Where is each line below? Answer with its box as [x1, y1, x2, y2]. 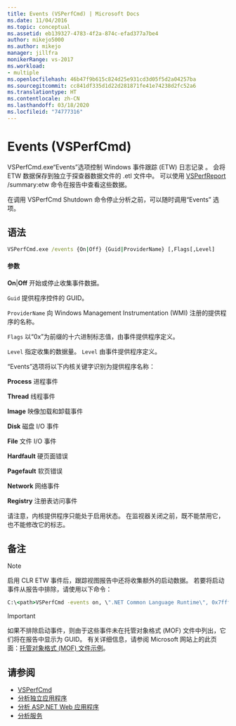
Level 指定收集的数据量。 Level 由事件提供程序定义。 [7, 347, 162, 356]
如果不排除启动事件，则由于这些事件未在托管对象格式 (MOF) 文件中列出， [7, 626, 220, 635]
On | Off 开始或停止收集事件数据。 [7, 278, 103, 287]
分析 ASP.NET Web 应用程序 [17, 703, 100, 711]
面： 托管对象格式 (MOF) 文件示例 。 [7, 644, 110, 652]
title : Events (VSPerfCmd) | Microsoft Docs [7, 10, 140, 18]
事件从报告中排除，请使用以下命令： [7, 585, 112, 594]
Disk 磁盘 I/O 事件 [7, 422, 60, 430]
